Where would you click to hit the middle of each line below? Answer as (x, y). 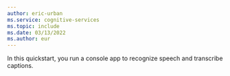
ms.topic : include (33, 26)
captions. (20, 66)
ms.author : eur (29, 39)
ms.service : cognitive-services (53, 20)
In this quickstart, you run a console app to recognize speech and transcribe (115, 58)
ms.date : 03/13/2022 (37, 33)
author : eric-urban (35, 13)
